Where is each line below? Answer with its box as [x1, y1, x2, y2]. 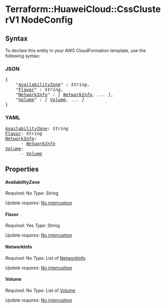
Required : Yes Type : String [5, 223, 60, 229]
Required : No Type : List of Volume [5, 287, 76, 293]
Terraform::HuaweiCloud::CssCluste [5, 4, 161, 15]
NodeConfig [21, 14, 73, 26]
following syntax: [5, 53, 40, 59]
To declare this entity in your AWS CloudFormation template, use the [5, 48, 146, 53]
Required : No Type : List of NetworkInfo [5, 255, 86, 261]
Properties [5, 165, 39, 173]
